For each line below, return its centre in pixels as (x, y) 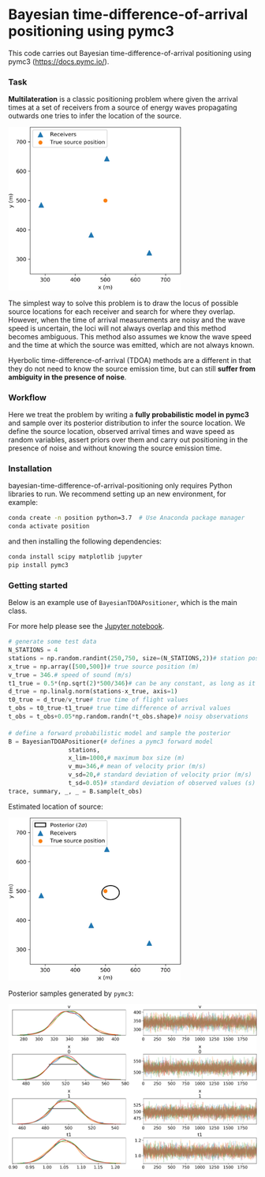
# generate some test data (52, 642)
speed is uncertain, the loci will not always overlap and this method (117, 328)
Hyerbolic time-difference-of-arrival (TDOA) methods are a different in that (130, 360)
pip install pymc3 (38, 565)
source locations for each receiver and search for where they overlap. (122, 311)
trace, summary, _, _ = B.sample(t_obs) (76, 791)
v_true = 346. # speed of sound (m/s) (70, 675)
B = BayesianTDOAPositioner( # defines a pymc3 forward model (111, 742)
